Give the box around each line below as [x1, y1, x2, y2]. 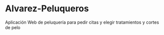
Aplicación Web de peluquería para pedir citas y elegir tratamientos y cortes [5, 19, 160, 25]
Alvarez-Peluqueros [5, 3, 89, 14]
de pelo [5, 24, 21, 30]
